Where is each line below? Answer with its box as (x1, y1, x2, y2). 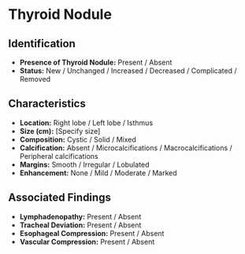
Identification (8, 37, 76, 50)
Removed (19, 75, 51, 83)
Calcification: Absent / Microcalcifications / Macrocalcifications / (19, 143, 232, 153)
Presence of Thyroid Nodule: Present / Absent (19, 57, 173, 67)
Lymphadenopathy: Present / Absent (19, 212, 142, 221)
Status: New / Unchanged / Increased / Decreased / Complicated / (19, 66, 237, 75)
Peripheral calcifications (19, 151, 98, 160)
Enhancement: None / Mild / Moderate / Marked (19, 167, 177, 178)
